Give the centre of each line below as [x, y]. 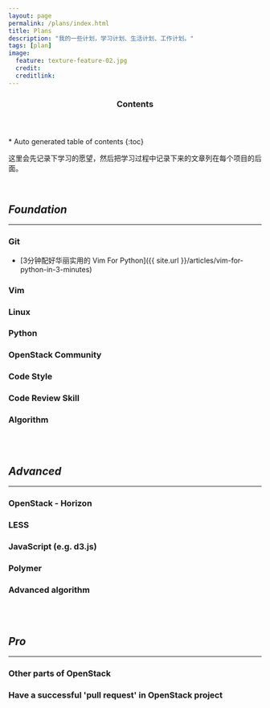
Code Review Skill [44, 398]
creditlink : [36, 76]
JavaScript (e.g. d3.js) [53, 547]
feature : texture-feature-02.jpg [72, 61]
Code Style [31, 377]
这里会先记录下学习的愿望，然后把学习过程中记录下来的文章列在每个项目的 [131, 158]
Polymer [25, 568]
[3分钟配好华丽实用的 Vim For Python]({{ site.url [99, 260]
